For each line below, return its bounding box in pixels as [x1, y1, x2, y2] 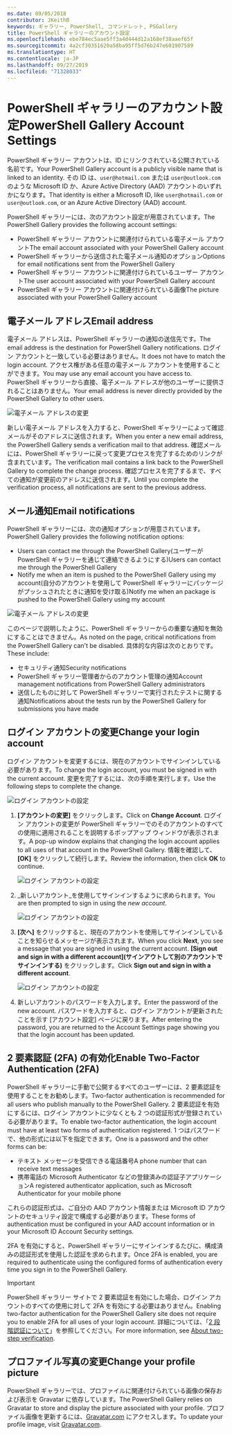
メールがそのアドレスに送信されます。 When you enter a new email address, [7, 432, 224, 440]
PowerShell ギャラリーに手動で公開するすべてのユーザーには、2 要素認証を [7, 1083, 222, 1091]
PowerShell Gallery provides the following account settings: [7, 221, 177, 229]
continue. [17, 862, 45, 870]
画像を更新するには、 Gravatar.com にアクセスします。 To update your [25, 1412, 224, 1420]
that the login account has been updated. [17, 1030, 135, 1038]
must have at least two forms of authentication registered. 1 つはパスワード [7, 1126, 221, 1134]
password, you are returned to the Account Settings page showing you [17, 1022, 220, 1031]
